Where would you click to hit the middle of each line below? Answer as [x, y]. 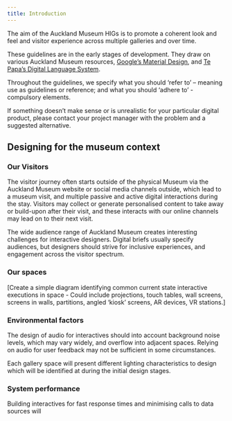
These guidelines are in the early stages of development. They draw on [109, 54]
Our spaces [27, 273]
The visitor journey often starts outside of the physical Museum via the [108, 182]
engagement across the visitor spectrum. [66, 255]
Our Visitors [28, 166]
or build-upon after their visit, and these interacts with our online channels [113, 212]
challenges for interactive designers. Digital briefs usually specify [100, 239]
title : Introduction [37, 14]
